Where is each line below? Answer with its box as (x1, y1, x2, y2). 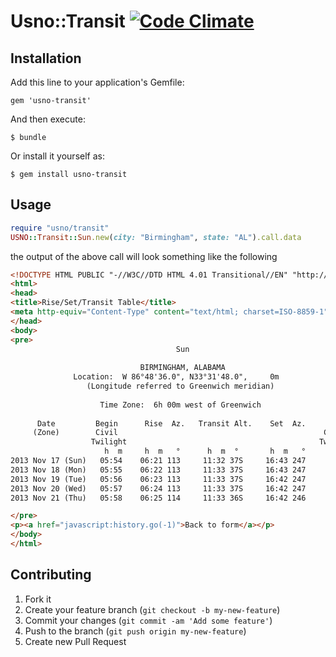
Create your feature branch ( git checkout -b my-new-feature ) (24, 603, 281, 615)
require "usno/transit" (10, 223, 110, 233)
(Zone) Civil (32, 428, 118, 438)
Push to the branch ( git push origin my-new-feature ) (24, 625, 247, 637)
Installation (10, 50, 82, 67)
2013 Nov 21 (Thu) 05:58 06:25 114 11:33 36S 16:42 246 (10, 493, 307, 503)
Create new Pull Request (24, 635, 127, 647)
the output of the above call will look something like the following (10, 250, 278, 262)
